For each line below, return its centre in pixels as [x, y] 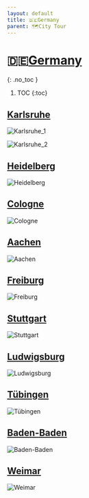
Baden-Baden [37, 433]
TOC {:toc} [32, 93]
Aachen [24, 242]
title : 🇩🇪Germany [33, 20]
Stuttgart [27, 318]
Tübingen [28, 395]
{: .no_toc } [23, 80]
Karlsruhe [29, 114]
